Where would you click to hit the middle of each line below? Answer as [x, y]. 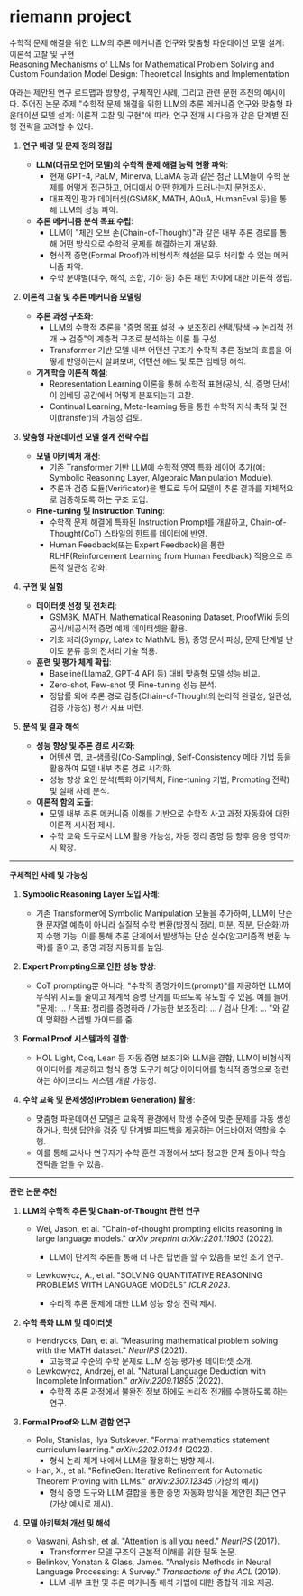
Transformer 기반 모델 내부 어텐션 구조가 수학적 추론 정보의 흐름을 [166, 350]
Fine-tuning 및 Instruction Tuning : [100, 510]
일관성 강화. [87, 567]
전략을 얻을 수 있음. [69, 1163]
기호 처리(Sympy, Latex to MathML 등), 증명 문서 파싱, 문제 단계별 [166, 639]
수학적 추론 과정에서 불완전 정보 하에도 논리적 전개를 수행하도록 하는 [169, 1391]
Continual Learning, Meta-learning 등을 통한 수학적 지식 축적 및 [163, 406]
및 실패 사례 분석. [79, 790]
